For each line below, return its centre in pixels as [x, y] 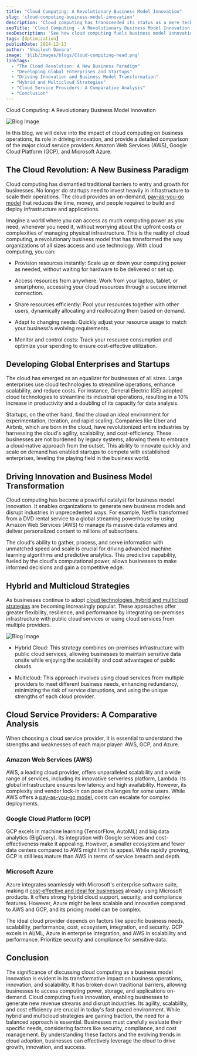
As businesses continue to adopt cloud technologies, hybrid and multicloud [97, 600]
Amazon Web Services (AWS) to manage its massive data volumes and [92, 525]
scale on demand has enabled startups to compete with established [88, 452]
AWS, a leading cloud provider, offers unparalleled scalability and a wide [94, 773]
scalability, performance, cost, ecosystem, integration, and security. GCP [94, 927]
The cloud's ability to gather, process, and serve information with [85, 543]
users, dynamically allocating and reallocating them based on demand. [100, 310]
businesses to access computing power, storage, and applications [86, 991]
